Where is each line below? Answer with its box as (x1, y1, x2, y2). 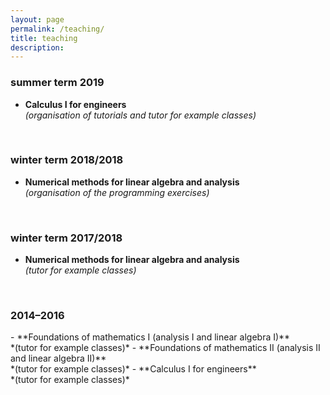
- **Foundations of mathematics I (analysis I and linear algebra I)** (10, 331, 291, 343)
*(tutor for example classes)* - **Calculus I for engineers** (10, 363, 257, 375)
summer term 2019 (10, 76, 105, 90)
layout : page (10, 14, 65, 25)
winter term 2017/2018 (10, 231, 123, 245)
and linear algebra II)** (10, 352, 107, 365)
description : (10, 42, 65, 53)
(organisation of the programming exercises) (24, 186, 210, 198)
